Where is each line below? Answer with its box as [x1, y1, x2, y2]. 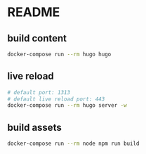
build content [7, 32, 67, 44]
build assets [7, 121, 62, 134]
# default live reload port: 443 [7, 96, 105, 103]
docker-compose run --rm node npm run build [7, 140, 140, 148]
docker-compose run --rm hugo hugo [7, 51, 112, 58]
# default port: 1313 [7, 89, 71, 96]
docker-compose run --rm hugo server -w [7, 102, 128, 109]
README [7, 4, 60, 20]
